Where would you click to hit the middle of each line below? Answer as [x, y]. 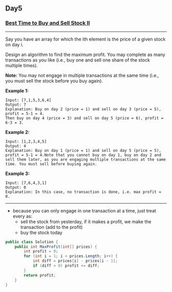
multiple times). [22, 65]
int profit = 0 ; [41, 251]
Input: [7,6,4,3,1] [26, 183]
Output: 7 [16, 105]
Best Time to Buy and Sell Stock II [48, 23]
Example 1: [17, 91]
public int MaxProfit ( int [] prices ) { [56, 247]
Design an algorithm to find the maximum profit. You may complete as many [85, 54]
